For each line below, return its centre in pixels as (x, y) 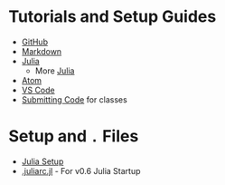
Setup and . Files (74, 136)
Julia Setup (42, 161)
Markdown (42, 51)
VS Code (38, 90)
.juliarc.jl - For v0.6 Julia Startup (81, 170)
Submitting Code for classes (74, 99)
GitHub (35, 42)
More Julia (55, 71)
